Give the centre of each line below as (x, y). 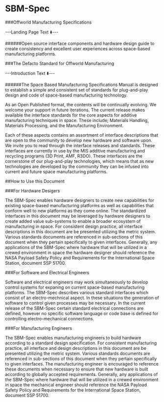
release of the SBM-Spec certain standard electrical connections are (74, 308)
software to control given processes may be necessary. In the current (75, 303)
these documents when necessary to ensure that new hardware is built (77, 369)
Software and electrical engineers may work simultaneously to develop (77, 282)
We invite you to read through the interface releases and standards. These (80, 145)
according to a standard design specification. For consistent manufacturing (81, 343)
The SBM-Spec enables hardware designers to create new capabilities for (80, 200)
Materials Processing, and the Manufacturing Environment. (64, 125)
